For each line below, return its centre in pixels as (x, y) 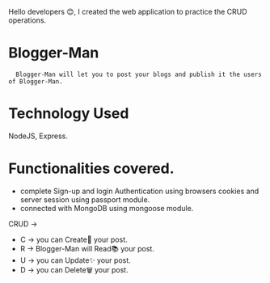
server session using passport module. (85, 199)
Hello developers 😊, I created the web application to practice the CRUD (128, 12)
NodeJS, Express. (38, 136)
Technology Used (69, 114)
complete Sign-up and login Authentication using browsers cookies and (139, 191)
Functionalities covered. (92, 169)
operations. (27, 20)
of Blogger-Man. (36, 81)
